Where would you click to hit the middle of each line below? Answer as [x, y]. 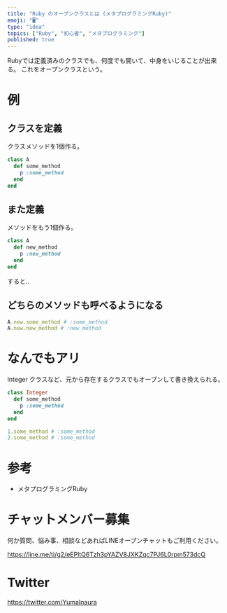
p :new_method [40, 254]
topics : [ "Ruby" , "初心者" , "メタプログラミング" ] [76, 33]
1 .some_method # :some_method [51, 432]
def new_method [36, 247]
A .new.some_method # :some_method [58, 322]
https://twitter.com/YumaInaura [52, 602]
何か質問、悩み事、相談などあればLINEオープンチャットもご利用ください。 [115, 541]
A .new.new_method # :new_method [54, 329]
